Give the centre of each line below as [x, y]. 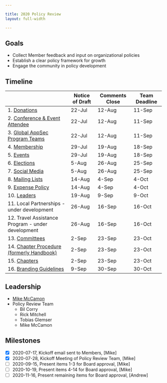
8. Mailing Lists [25, 179]
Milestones [23, 341]
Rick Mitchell [33, 314]
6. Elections [21, 163]
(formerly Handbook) [32, 253]
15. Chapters [23, 261]
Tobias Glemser [36, 320]
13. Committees [26, 239]
